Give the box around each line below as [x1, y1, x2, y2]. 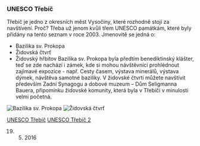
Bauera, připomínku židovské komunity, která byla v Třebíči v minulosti [15, 87, 189, 94]
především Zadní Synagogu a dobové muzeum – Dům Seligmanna [15, 80, 177, 88]
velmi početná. [15, 93, 52, 100]
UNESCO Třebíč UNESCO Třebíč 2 [7, 116, 91, 123]
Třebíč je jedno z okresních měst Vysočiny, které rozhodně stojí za [7, 18, 170, 26]
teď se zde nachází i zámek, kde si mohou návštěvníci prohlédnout [15, 61, 179, 69]
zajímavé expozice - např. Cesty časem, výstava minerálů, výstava [15, 68, 179, 75]
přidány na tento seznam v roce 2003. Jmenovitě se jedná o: [7, 31, 156, 38]
